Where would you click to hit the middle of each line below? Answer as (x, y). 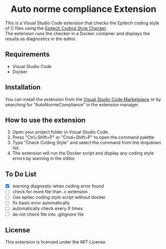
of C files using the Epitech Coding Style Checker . (56, 28)
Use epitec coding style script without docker (59, 197)
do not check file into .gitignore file (48, 214)
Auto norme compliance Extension (83, 9)
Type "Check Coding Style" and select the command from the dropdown (87, 143)
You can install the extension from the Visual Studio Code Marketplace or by (83, 99)
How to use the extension (45, 120)
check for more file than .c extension (50, 192)
